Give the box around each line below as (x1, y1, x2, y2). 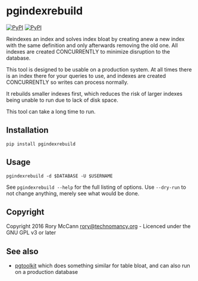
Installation (6, 125, 49, 135)
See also (6, 246, 39, 257)
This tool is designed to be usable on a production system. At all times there (6, 65, 192, 73)
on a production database (14, 268, 78, 276)
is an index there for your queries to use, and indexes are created (6, 72, 166, 79)
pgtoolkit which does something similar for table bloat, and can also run (14, 262, 190, 269)
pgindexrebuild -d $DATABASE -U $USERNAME (6, 173, 113, 179)
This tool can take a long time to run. (6, 108, 96, 115)
